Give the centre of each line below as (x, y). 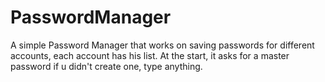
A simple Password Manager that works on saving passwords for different (162, 45)
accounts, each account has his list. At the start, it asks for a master (150, 55)
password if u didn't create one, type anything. (106, 66)
